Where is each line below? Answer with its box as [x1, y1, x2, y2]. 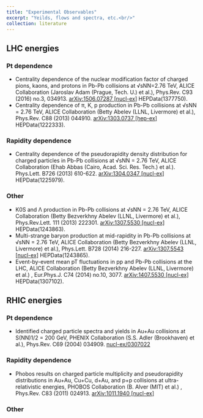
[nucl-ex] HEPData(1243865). [15, 251, 90, 258]
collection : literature [6, 20, 67, 26]
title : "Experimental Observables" [6, 9, 97, 15]
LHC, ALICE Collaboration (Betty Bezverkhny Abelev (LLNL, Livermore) [15, 265, 194, 272]
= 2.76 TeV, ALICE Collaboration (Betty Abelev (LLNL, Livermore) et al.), [15, 108, 196, 115]
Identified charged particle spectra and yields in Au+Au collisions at [15, 328, 186, 335]
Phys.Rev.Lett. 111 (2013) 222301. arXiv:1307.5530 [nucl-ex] [15, 219, 165, 226]
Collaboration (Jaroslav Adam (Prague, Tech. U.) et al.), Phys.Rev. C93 [15, 88, 193, 96]
